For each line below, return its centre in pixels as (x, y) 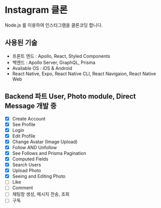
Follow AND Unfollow (34, 147)
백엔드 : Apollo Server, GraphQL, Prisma (54, 62)
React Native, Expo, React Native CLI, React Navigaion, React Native (84, 74)
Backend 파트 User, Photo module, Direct (71, 96)
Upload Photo (27, 171)
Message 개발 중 (31, 106)
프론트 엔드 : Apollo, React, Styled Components (61, 56)
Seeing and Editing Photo (39, 176)
